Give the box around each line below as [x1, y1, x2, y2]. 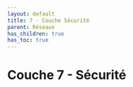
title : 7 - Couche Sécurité [7, 17, 90, 24]
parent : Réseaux [7, 23, 55, 30]
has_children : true [7, 30, 65, 37]
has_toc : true [7, 37, 49, 44]
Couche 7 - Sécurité [7, 67, 127, 83]
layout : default [7, 10, 55, 18]
